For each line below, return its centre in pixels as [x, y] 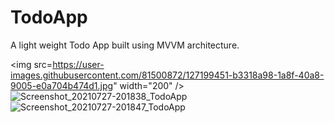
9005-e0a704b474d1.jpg [62, 85]
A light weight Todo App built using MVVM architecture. [125, 45]
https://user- [78, 64]
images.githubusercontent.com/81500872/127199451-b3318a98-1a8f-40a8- [167, 75]
